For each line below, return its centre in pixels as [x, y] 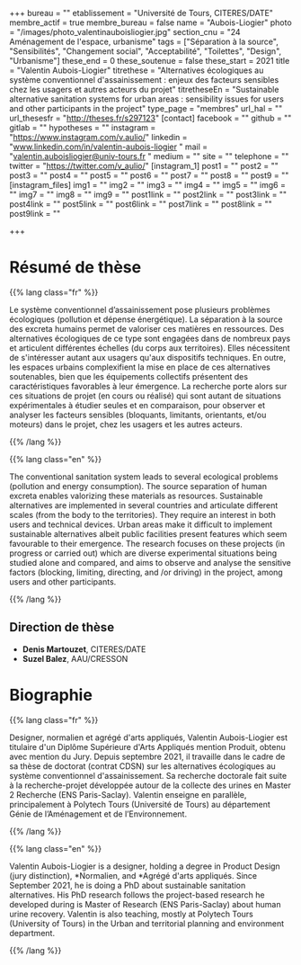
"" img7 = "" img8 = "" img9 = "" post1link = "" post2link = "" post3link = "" [148, 194]
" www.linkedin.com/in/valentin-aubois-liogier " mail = [109, 147]
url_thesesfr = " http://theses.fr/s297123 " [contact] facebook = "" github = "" [150, 118]
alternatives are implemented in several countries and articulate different [144, 505]
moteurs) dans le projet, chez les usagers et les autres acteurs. [126, 424]
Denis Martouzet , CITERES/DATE [84, 649]
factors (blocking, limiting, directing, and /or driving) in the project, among [146, 572]
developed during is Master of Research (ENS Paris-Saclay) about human [145, 904]
